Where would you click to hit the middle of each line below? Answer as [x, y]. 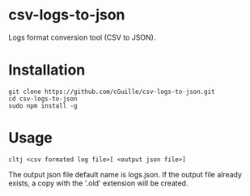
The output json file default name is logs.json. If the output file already [125, 174]
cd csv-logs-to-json [43, 99]
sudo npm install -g [43, 106]
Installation [47, 70]
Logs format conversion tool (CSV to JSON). [82, 37]
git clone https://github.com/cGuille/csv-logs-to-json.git [112, 92]
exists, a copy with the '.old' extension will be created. [98, 183]
